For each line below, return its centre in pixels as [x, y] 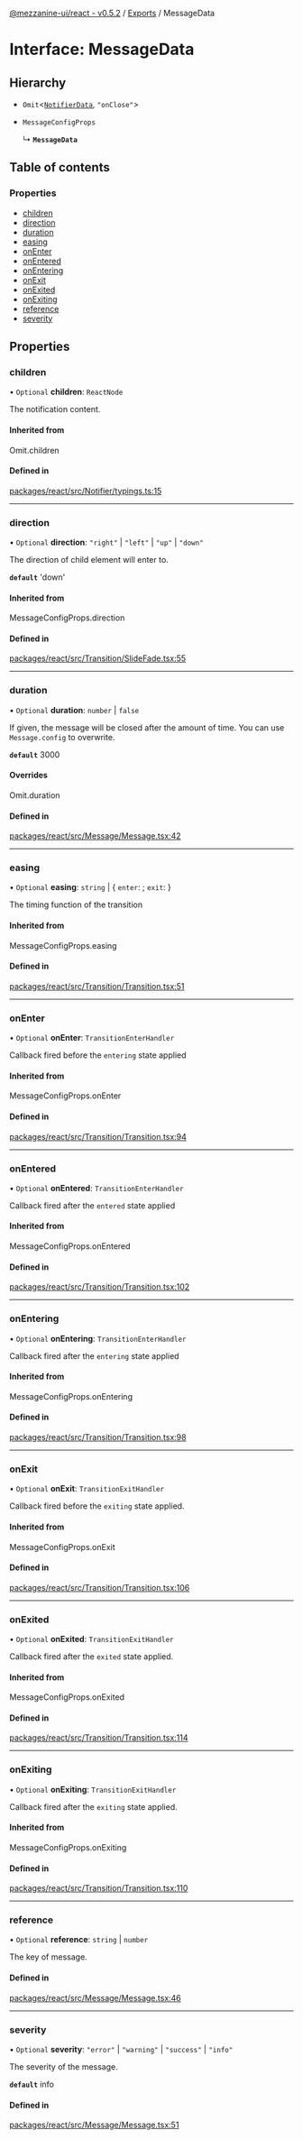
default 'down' [37, 577]
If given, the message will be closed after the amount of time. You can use [147, 727]
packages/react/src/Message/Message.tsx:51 [94, 2125]
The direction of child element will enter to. [89, 560]
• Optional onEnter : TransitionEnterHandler [92, 1038]
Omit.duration [35, 795]
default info [32, 2084]
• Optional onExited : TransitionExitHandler [92, 1639]
